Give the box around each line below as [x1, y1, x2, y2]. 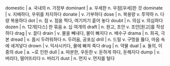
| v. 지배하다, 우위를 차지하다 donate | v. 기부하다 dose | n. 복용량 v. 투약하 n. [5, 11, 159, 17]
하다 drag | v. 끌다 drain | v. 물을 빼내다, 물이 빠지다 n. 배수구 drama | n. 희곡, [5, 30, 160, 36]
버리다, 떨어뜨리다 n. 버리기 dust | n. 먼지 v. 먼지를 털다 [5, 55, 115, 61]
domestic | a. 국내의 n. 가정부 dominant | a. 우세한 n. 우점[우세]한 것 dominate [5, 5, 163, 11]
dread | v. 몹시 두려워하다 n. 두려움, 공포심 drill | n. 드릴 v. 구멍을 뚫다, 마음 [10, 36, 160, 42]
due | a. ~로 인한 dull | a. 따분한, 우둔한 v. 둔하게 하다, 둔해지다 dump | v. [14, 49, 161, 55]
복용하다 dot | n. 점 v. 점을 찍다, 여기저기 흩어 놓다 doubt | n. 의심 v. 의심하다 [10, 18, 163, 23]
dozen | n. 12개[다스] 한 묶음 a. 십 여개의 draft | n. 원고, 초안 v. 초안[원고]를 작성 [5, 24, 164, 30]
